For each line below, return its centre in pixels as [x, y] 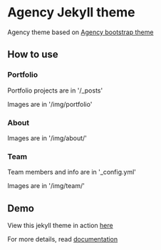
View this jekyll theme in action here [60, 226]
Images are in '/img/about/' [47, 138]
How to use [33, 54]
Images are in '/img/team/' [46, 186]
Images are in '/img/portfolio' [50, 104]
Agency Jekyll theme [71, 12]
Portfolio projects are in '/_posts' [55, 90]
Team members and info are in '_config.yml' [72, 172]
